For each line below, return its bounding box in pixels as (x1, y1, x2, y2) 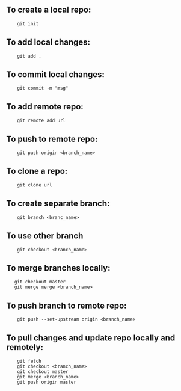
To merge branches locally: (6, 263, 111, 273)
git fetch (17, 358, 42, 364)
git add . (17, 53, 42, 59)
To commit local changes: (6, 69, 105, 80)
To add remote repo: (6, 102, 84, 112)
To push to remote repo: (6, 134, 98, 144)
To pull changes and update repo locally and (6, 333, 176, 343)
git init (17, 20, 39, 26)
